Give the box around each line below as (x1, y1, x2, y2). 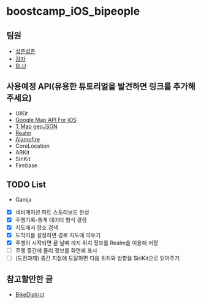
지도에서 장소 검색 (15, 224, 58, 231)
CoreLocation (15, 142, 50, 150)
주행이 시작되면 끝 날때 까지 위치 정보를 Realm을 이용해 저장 (15, 239, 159, 246)
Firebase (15, 161, 38, 169)
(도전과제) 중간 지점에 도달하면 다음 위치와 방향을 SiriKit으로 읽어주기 (15, 254, 180, 262)
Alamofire (15, 135, 40, 143)
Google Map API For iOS (15, 116, 77, 123)
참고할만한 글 (6, 274, 53, 284)
